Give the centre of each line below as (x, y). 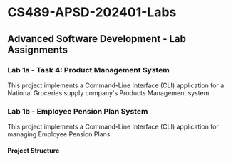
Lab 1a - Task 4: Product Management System (88, 70)
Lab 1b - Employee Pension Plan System (78, 111)
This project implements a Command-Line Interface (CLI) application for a (116, 85)
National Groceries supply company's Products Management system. (109, 92)
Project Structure (34, 151)
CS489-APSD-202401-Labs (92, 12)
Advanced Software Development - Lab (97, 39)
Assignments (38, 49)
